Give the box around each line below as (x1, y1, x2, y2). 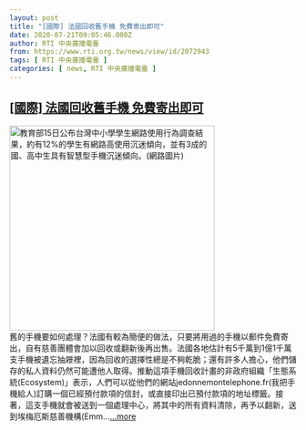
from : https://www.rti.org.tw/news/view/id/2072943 (9, 47, 209, 56)
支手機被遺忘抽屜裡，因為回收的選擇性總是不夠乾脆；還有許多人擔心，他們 (9, 353, 289, 364)
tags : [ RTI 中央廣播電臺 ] (9, 56, 107, 65)
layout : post (9, 13, 59, 23)
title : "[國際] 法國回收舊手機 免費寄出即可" (9, 22, 165, 31)
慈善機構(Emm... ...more (48, 411, 137, 422)
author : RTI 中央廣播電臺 (9, 38, 100, 48)
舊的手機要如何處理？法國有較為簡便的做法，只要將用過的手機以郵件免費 (9, 331, 280, 342)
